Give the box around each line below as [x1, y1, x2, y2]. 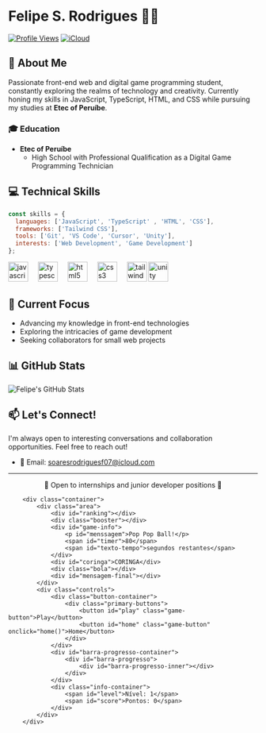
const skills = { [8, 210, 66, 218]
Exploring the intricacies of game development [19, 326, 173, 336]
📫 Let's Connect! [8, 408, 97, 422]
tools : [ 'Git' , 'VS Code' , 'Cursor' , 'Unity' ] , [15, 232, 176, 241]
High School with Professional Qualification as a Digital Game [31, 152, 232, 162]
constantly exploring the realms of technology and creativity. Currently [8, 86, 239, 95]
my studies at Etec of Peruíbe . [8, 102, 108, 112]
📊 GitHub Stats [8, 359, 85, 372]
